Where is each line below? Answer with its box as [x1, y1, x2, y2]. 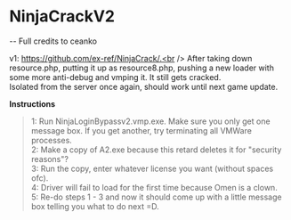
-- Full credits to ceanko [9, 36, 98, 46]
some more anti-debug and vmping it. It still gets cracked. [9, 71, 222, 82]
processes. [30, 134, 73, 145]
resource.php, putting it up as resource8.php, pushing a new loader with [9, 62, 274, 73]
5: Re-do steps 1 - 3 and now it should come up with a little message [30, 191, 282, 202]
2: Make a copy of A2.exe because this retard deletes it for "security [30, 144, 282, 155]
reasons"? [30, 153, 69, 164]
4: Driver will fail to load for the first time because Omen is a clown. [30, 182, 278, 192]
